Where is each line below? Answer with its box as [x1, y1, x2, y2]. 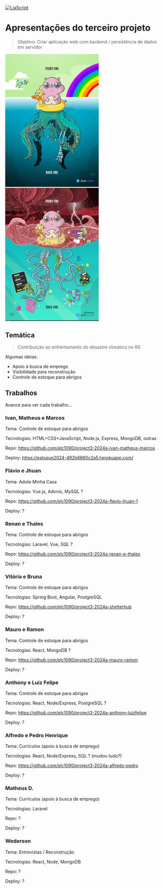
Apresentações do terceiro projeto [5, 22, 151, 33]
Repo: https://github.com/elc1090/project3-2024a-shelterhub [5, 604, 132, 610]
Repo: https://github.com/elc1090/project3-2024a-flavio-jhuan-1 [5, 498, 138, 504]
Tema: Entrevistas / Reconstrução [5, 849, 75, 855]
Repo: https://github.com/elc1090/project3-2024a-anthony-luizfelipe [5, 709, 147, 715]
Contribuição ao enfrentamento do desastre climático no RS [17, 344, 141, 350]
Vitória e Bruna [5, 573, 42, 580]
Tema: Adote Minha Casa [5, 478, 57, 484]
